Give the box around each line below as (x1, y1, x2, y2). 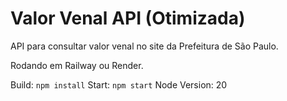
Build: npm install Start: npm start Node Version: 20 (10, 78, 228, 91)
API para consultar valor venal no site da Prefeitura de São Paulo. (10, 40, 279, 52)
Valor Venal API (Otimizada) (10, 7, 246, 30)
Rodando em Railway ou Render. (10, 59, 144, 71)
